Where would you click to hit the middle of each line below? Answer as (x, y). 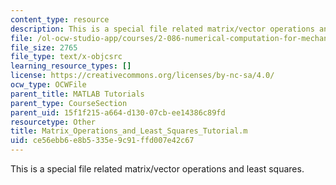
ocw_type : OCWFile (48, 85)
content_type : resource (60, 19)
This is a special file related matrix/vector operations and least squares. (157, 169)
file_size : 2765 (44, 47)
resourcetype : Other (53, 122)
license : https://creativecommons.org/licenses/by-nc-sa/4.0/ (142, 76)
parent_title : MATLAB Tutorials (77, 94)
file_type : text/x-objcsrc (66, 57)
